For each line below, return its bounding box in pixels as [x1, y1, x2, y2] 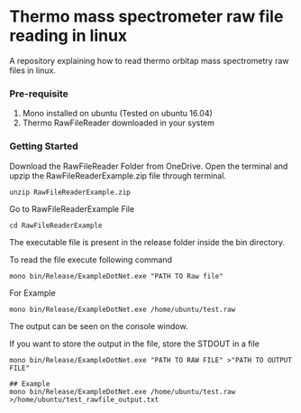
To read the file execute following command [9, 254, 173, 265]
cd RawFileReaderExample [9, 221, 103, 230]
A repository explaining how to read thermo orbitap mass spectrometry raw [9, 55, 289, 66]
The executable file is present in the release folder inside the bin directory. [9, 236, 286, 247]
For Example [9, 287, 56, 298]
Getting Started [9, 140, 78, 152]
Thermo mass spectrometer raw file [9, 6, 284, 27]
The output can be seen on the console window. [9, 320, 188, 331]
